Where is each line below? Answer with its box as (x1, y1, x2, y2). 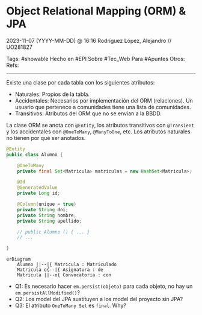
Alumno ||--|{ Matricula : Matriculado (17, 261, 117, 268)
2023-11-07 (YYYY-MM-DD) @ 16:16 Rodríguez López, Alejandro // (6, 37, 172, 44)
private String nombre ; (17, 212, 77, 218)
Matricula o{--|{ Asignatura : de (17, 267, 103, 273)
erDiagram (6, 256, 31, 262)
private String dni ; (17, 206, 69, 212)
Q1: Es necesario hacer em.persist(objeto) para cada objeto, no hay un (14, 282, 193, 290)
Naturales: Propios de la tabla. (14, 91, 90, 98)
